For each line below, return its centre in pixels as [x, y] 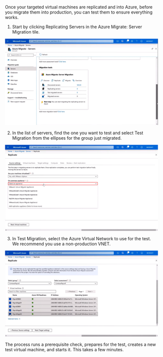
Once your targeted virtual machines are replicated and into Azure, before [79, 7]
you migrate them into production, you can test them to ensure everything [79, 12]
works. [12, 17]
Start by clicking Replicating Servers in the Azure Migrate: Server [77, 27]
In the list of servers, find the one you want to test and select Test [78, 133]
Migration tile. [26, 32]
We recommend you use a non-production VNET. [61, 244]
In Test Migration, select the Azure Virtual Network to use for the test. [81, 238]
